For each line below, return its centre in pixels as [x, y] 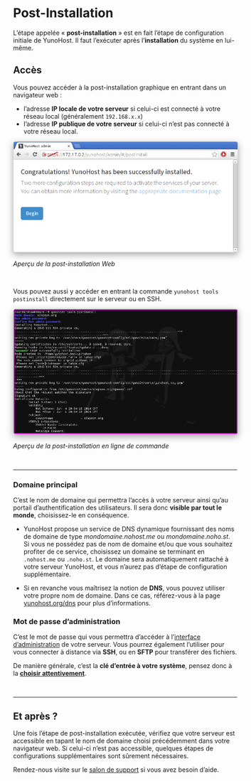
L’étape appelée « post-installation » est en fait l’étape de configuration [118, 33]
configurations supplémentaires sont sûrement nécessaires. [101, 756]
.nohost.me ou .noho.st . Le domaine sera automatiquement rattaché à [126, 559]
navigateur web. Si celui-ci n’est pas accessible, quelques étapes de [113, 748]
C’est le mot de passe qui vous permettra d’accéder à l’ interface [107, 637]
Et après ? [35, 716]
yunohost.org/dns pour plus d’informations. [87, 603]
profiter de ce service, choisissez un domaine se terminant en [114, 551]
